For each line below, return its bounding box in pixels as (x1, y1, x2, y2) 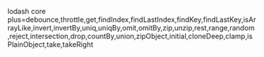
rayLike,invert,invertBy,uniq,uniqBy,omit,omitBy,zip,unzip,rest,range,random (7, 23, 255, 32)
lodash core (7, 7, 47, 16)
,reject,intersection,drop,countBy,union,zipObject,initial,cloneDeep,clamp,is (7, 31, 253, 41)
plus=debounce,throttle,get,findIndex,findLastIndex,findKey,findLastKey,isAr (7, 15, 256, 24)
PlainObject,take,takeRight (7, 40, 94, 49)
